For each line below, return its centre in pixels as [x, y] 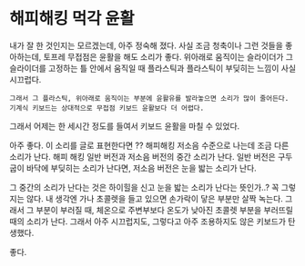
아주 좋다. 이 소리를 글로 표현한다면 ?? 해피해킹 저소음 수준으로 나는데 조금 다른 [149, 145]
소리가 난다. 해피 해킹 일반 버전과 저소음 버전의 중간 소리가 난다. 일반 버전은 [142, 156]
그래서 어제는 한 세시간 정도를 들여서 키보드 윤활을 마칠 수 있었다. [125, 126]
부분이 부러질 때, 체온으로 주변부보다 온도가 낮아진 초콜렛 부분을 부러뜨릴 [165, 210]
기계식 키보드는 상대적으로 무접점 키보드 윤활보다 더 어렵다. [107, 108]
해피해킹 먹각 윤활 [72, 19]
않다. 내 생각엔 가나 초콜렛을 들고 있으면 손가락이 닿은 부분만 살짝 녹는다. [155, 198]
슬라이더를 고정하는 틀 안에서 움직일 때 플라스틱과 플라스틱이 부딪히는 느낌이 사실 [153, 68]
